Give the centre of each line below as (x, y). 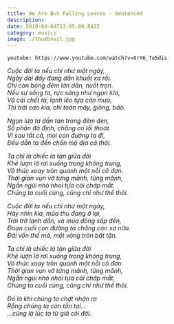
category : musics (32, 33)
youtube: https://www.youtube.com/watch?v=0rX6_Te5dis (87, 58)
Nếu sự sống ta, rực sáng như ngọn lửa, (64, 93)
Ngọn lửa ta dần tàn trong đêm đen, (58, 121)
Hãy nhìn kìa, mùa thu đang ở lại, (54, 214)
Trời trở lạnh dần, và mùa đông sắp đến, (64, 221)
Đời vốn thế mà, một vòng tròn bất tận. (62, 236)
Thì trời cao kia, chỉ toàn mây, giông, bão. (66, 108)
